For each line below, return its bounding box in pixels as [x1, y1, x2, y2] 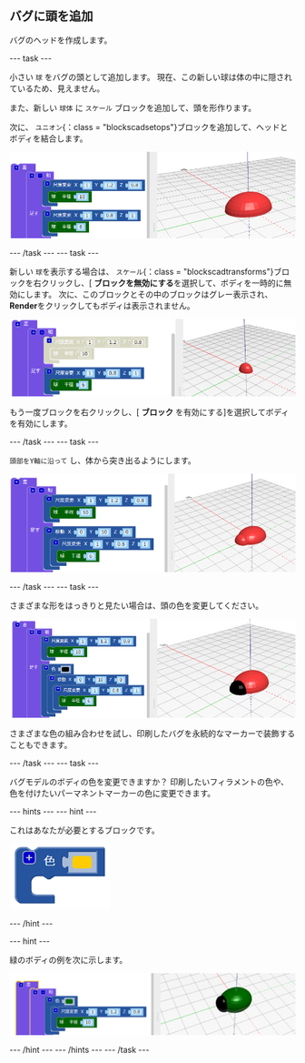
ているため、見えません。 [9, 83, 105, 94]
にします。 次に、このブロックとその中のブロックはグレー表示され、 [16, 289, 273, 300]
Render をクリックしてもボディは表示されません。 [9, 300, 195, 311]
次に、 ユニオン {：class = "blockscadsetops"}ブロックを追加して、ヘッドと [9, 121, 289, 132]
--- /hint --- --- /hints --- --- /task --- [9, 1045, 150, 1056]
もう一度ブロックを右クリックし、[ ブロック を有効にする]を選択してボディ [9, 406, 290, 417]
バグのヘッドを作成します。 [9, 35, 113, 46]
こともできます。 [9, 739, 73, 750]
